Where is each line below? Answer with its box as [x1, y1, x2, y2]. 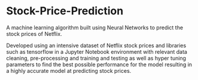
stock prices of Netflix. [6, 30, 62, 37]
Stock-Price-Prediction [6, 4, 124, 18]
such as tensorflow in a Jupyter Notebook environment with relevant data [6, 48, 187, 55]
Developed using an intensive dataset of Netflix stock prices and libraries [6, 42, 187, 49]
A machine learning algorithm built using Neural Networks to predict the [6, 24, 184, 31]
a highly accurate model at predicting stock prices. [6, 67, 132, 74]
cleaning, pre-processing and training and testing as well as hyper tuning [6, 54, 187, 61]
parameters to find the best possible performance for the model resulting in [6, 61, 193, 68]
